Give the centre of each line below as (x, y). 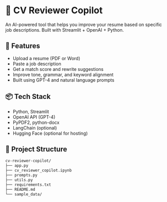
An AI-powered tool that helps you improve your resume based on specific (84, 24)
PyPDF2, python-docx (36, 122)
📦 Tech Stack (28, 97)
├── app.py (17, 166)
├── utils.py (19, 180)
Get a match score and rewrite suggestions (58, 69)
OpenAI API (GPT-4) (34, 117)
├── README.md (20, 189)
